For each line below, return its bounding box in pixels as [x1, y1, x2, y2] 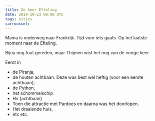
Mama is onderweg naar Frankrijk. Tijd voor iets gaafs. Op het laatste [5, 35, 147, 41]
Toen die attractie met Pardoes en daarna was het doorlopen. [12, 101, 139, 107]
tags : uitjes [5, 16, 32, 21]
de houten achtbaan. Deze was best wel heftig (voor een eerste [12, 74, 143, 80]
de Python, [12, 85, 35, 91]
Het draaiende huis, [12, 106, 53, 112]
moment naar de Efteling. [5, 40, 57, 46]
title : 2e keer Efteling [5, 7, 57, 12]
